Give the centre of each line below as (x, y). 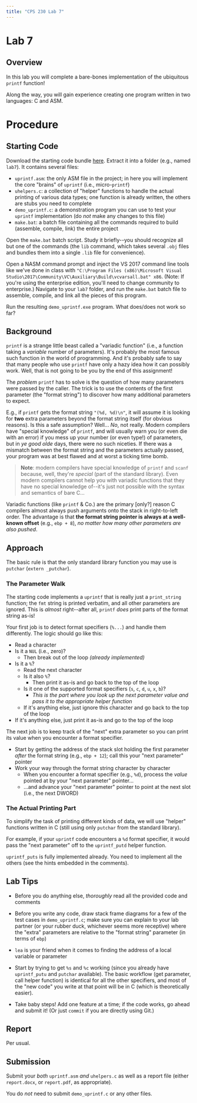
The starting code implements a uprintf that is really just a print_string (94, 596)
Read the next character (53, 670)
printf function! (26, 83)
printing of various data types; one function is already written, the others (103, 197)
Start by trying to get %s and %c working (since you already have (92, 967)
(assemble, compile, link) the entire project (66, 229)
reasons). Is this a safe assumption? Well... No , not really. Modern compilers (98, 425)
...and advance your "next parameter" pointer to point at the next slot (107, 787)
